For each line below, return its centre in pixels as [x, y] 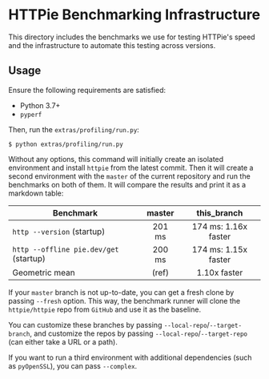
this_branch [220, 212]
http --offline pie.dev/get [66, 249]
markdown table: [36, 193]
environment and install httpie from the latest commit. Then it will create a [131, 167]
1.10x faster [220, 272]
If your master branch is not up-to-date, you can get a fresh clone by [121, 292]
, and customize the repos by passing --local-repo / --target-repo [139, 333]
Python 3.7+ [40, 105]
